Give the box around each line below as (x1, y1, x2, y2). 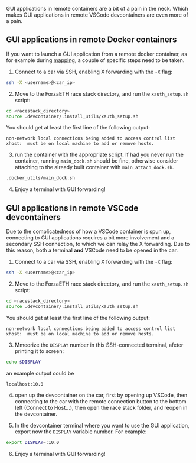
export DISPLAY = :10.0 (6, 439, 60, 445)
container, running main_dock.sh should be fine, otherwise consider (14, 157, 178, 164)
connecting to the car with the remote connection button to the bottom (14, 397, 187, 404)
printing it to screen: (14, 347, 64, 354)
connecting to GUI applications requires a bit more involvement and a (6, 234, 175, 241)
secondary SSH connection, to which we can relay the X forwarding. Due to (6, 241, 190, 248)
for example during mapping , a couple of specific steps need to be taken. (6, 56, 185, 64)
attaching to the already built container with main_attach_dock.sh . (14, 164, 174, 171)
